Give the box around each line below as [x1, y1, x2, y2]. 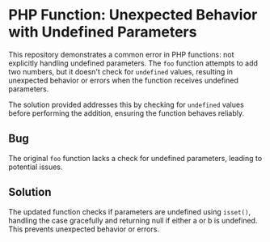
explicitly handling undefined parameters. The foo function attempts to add [8, 58, 259, 68]
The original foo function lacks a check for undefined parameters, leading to [8, 153, 263, 163]
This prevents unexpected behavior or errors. [8, 224, 160, 234]
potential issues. [8, 162, 63, 172]
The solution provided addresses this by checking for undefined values [8, 100, 244, 109]
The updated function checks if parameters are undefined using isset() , [8, 206, 251, 216]
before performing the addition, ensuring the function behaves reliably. [8, 108, 245, 118]
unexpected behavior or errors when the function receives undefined [8, 75, 238, 85]
